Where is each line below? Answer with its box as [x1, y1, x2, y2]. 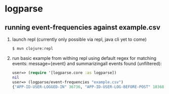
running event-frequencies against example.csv [5, 23, 160, 32]
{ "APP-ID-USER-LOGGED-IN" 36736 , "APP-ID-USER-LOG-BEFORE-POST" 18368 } [12, 84, 166, 89]
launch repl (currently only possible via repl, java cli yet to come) [12, 36, 147, 42]
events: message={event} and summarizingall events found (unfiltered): [12, 60, 162, 66]
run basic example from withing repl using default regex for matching [12, 55, 156, 61]
